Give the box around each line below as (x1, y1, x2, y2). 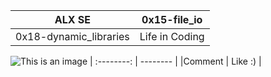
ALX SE (54, 13, 92, 26)
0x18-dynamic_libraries (15, 30, 130, 43)
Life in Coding (139, 30, 205, 43)
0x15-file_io (141, 13, 203, 26)
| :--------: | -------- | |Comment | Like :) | (89, 55, 262, 67)
